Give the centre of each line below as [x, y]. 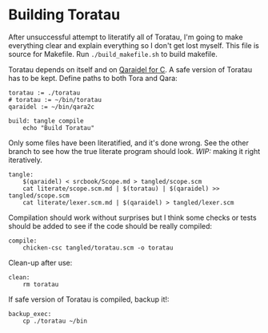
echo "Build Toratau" [58, 128]
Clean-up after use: [40, 262]
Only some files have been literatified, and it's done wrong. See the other [129, 143]
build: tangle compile [46, 121]
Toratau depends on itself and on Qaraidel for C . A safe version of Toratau [130, 69]
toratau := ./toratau [44, 93]
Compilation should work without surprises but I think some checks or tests [133, 217]
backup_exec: [30, 314]
